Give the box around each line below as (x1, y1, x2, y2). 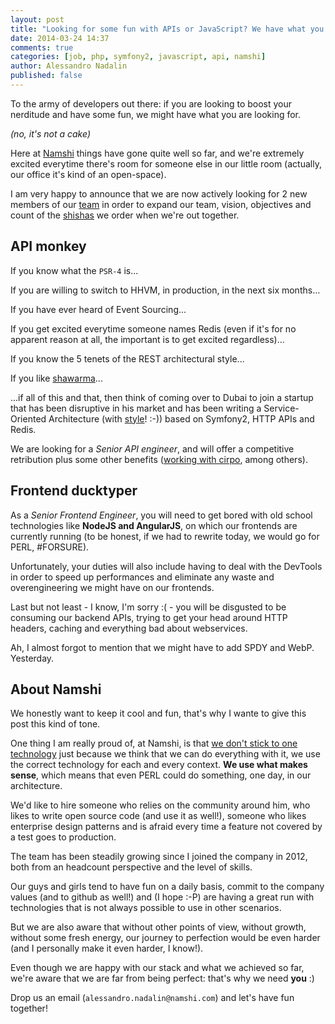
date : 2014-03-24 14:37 (10, 33, 110, 43)
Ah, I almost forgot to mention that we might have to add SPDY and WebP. (10, 641, 315, 653)
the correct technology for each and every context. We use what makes (10, 759, 308, 771)
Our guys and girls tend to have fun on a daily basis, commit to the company (10, 881, 325, 893)
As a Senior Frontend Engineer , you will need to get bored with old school (10, 509, 313, 521)
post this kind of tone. (10, 718, 101, 730)
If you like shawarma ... (10, 372, 103, 384)
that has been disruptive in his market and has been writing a (10, 402, 262, 414)
